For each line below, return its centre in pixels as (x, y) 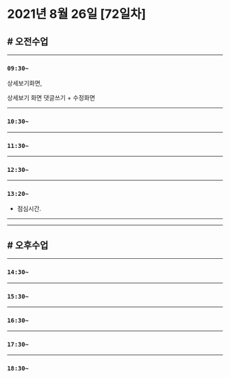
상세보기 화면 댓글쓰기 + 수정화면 (51, 98)
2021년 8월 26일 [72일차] (76, 14)
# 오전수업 (28, 41)
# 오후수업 (28, 245)
